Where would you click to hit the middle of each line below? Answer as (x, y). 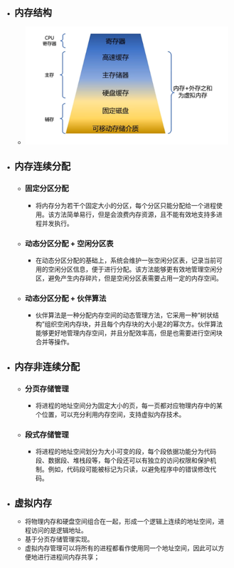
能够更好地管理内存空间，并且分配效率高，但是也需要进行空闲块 (129, 333)
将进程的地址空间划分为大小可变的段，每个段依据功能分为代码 (126, 452)
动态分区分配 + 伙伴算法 (65, 298)
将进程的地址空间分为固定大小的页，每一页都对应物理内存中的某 (129, 406)
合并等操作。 (54, 342)
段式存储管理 (47, 435)
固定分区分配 (47, 189)
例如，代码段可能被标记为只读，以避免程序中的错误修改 (129, 470)
